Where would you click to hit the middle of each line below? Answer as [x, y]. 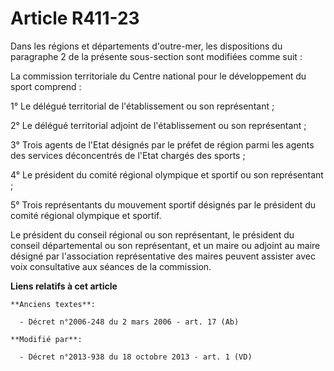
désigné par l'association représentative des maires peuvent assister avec [163, 256]
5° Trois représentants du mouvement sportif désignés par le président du [163, 204]
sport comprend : [46, 86]
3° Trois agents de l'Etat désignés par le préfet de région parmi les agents [162, 144]
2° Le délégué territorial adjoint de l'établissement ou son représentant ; [158, 125]
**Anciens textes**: [53, 304]
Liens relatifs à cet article [64, 286]
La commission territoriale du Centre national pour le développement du [158, 76]
